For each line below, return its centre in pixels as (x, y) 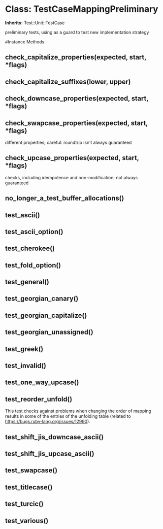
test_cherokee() (30, 248)
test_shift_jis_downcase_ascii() (54, 437)
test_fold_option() (33, 265)
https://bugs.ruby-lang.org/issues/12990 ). (48, 422)
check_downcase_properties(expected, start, (77, 99)
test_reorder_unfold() (39, 399)
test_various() (27, 521)
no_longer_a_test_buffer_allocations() (65, 198)
